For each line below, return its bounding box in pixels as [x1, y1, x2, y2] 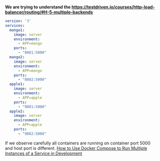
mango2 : [9, 55, 25, 60]
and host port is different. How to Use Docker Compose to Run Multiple [5, 145, 147, 151]
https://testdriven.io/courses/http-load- [71, 4, 155, 10]
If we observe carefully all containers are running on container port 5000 [5, 140, 151, 146]
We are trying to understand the [5, 4, 71, 10]
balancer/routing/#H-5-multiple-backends [5, 9, 93, 15]
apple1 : [9, 82, 25, 87]
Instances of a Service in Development [5, 150, 82, 156]
